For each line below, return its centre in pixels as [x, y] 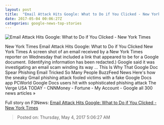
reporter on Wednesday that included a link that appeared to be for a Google [82, 57]
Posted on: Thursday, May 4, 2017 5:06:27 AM [64, 117]
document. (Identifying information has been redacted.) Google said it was [80, 62]
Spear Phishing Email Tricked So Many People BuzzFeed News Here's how [80, 73]
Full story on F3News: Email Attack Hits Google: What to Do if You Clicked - [81, 103]
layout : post [18, 10]
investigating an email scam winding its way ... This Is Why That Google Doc [82, 67]
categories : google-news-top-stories [43, 23]
